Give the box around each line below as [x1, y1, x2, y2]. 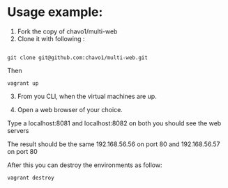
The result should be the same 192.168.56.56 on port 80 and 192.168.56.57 [7, 140, 220, 148]
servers [7, 126, 29, 134]
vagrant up [7, 79, 39, 87]
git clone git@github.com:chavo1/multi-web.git [7, 54, 149, 61]
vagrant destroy [7, 174, 54, 181]
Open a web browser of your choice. [17, 105, 123, 113]
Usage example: [7, 4, 103, 20]
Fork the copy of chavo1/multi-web [17, 27, 118, 36]
